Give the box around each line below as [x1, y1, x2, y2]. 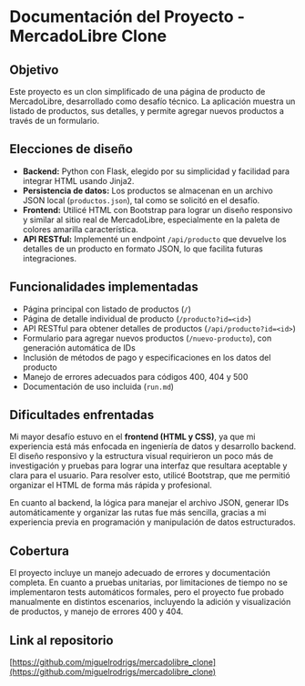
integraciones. [22, 252, 77, 263]
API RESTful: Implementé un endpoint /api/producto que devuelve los [22, 233, 287, 244]
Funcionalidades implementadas [9, 280, 198, 295]
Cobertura [9, 543, 70, 558]
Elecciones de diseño [9, 141, 134, 157]
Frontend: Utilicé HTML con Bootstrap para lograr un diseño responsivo [22, 204, 293, 215]
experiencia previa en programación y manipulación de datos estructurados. [9, 517, 296, 527]
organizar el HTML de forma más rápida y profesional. [9, 480, 212, 491]
